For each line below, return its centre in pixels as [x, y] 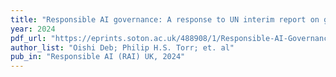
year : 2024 [33, 29]
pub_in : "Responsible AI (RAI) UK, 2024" [98, 57]
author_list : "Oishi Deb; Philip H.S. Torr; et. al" [122, 47]
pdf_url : [28, 38]
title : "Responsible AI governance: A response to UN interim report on [165, 19]
